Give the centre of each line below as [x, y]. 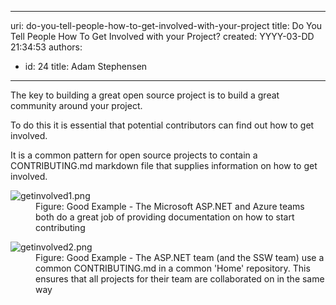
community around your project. [76, 105]
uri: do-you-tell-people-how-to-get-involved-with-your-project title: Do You [166, 25]
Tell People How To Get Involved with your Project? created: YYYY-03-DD [162, 36]
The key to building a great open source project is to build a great [145, 95]
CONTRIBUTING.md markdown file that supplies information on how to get [164, 165]
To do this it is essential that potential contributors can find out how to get [162, 125]
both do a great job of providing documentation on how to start [165, 217]
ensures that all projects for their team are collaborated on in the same [180, 279]
